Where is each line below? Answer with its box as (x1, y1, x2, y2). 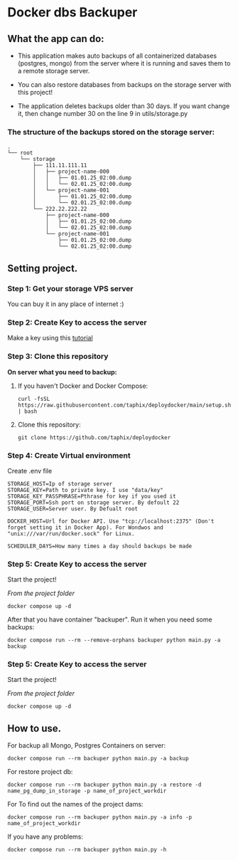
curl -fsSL (17, 395, 50, 402)
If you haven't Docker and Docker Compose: (17, 382, 148, 390)
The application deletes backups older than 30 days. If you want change (17, 102, 230, 110)
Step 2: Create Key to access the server (7, 318, 147, 327)
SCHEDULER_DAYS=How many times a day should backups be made (7, 542, 193, 550)
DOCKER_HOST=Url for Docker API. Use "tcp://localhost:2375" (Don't (7, 518, 215, 525)
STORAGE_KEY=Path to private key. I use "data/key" (7, 486, 163, 493)
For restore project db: (7, 767, 73, 776)
